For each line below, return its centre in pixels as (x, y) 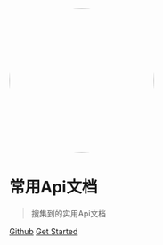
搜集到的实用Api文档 (69, 213)
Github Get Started (44, 231)
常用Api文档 (53, 188)
